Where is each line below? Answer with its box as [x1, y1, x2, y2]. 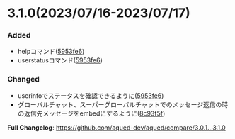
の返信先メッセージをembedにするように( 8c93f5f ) [17, 109, 166, 118]
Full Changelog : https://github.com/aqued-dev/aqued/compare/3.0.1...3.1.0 [7, 123, 227, 132]
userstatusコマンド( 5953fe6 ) [17, 56, 103, 65]
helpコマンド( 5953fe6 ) [17, 48, 85, 56]
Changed [7, 74, 40, 84]
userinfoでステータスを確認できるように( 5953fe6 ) [17, 91, 164, 100]
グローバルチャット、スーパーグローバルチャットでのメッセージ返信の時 [17, 100, 229, 109]
